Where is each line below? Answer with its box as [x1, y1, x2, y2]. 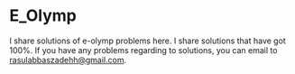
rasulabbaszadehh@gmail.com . [9, 54, 127, 65]
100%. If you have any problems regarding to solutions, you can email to [9, 44, 278, 55]
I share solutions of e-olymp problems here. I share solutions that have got [9, 35, 286, 46]
